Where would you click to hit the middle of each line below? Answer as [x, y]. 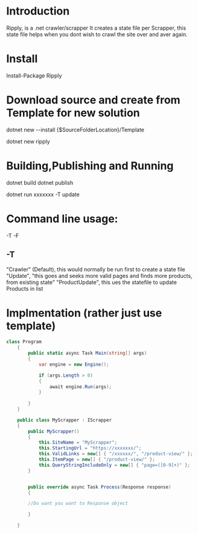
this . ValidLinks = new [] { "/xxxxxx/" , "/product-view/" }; [116, 454]
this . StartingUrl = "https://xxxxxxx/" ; [90, 448]
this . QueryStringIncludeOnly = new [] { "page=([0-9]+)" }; [114, 465]
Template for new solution [73, 113]
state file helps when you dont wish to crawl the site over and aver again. [97, 34]
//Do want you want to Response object [78, 504]
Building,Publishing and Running [90, 166]
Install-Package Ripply [34, 75]
